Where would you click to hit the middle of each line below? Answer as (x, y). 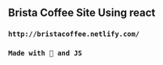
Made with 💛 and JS (45, 53)
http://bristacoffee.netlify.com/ (74, 34)
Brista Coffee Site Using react (82, 13)
